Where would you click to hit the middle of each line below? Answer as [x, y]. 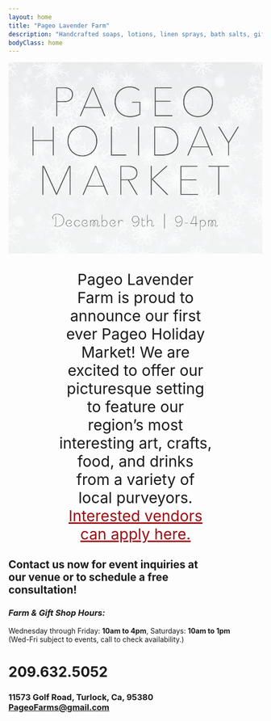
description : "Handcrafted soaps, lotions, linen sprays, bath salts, [129, 34]
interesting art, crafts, [135, 443]
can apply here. [135, 534]
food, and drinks [135, 462]
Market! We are [135, 352]
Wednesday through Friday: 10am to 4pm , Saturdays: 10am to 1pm [119, 630]
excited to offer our [135, 370]
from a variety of [135, 479]
